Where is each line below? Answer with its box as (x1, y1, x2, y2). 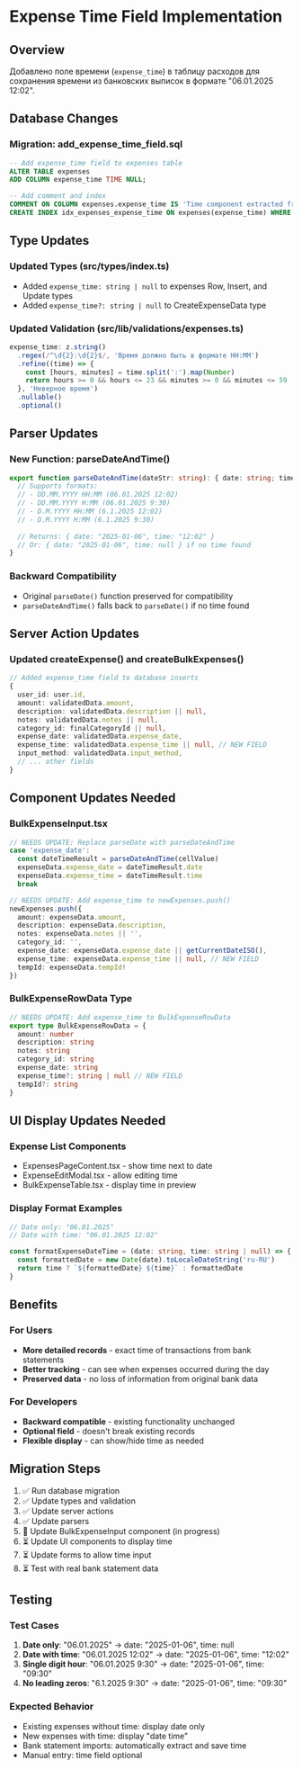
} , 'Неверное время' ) (17, 384, 99, 393)
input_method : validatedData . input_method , (17, 749, 182, 758)
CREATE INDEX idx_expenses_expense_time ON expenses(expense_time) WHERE (9, 209, 292, 218)
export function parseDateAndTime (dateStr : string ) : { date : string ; (9, 473, 276, 482)
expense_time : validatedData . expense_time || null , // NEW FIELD (17, 741, 268, 750)
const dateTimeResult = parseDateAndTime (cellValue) (17, 855, 219, 864)
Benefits (9, 1298, 58, 1313)
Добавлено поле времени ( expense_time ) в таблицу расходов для (9, 66, 261, 76)
